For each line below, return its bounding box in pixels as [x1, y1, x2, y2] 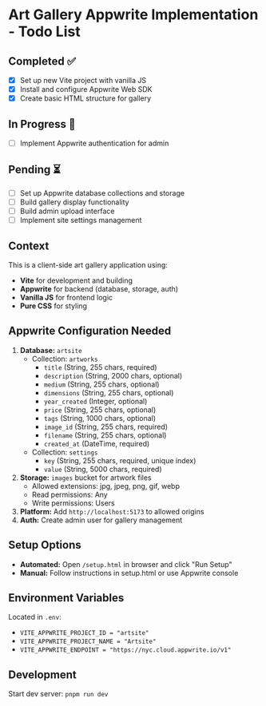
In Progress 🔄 [8, 117, 76, 131]
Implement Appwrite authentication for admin [19, 138, 169, 148]
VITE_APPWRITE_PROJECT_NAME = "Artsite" [19, 637, 157, 646]
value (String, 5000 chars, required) [43, 464, 162, 474]
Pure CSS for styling [19, 301, 88, 311]
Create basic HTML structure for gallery [19, 93, 152, 103]
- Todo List [8, 22, 81, 41]
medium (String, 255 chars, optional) [43, 379, 160, 389]
